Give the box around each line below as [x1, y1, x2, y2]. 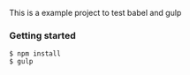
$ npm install [9, 49, 62, 58]
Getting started [9, 29, 77, 41]
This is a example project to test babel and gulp [9, 8, 182, 18]
